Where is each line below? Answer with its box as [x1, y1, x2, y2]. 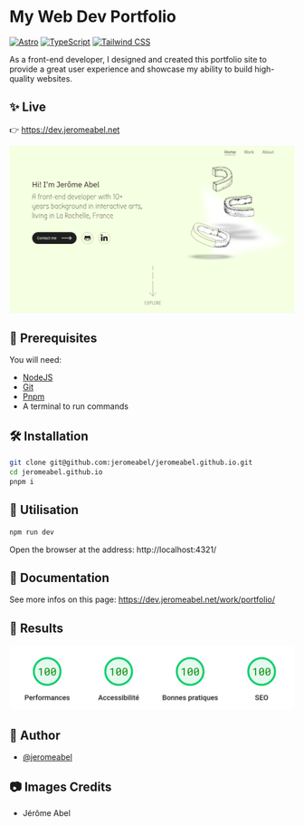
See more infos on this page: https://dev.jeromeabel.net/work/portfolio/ [9, 594, 276, 605]
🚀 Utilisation [9, 502, 80, 518]
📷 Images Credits [9, 779, 112, 794]
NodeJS [22, 372, 53, 383]
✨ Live [9, 100, 47, 115]
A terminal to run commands [22, 401, 129, 412]
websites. [36, 73, 72, 83]
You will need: [9, 355, 62, 365]
